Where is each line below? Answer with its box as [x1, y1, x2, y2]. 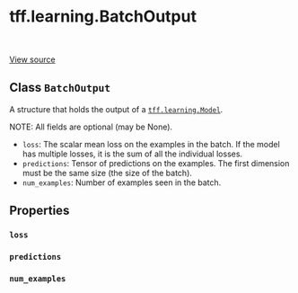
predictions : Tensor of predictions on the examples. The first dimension [22, 157, 290, 168]
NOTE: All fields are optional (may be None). [9, 121, 173, 132]
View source [9, 54, 56, 65]
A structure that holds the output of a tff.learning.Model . [9, 103, 223, 114]
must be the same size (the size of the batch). [22, 167, 193, 178]
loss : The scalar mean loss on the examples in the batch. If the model [22, 138, 280, 149]
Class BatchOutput [9, 80, 111, 95]
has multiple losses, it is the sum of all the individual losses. [22, 148, 243, 159]
